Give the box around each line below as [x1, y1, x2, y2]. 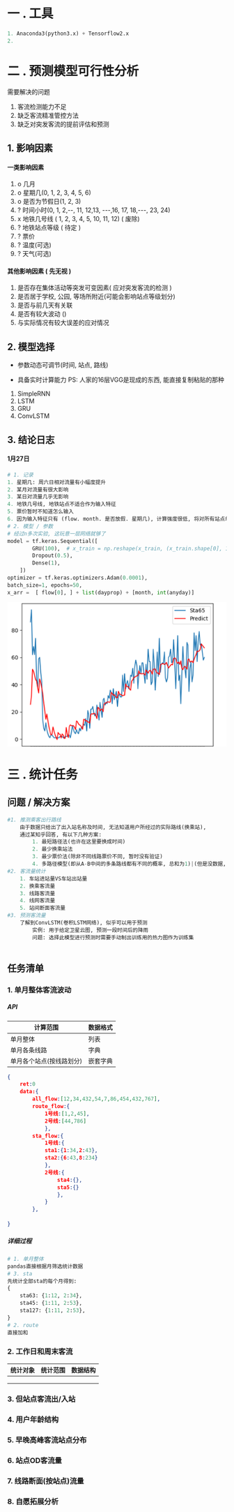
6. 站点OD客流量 [7, 1455, 63, 1465]
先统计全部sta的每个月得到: [7, 1278, 77, 1285]
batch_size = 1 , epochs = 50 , [7, 581, 82, 589]
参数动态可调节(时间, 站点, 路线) [17, 361, 109, 369]
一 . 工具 [7, 6, 54, 22]
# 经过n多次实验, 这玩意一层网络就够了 [7, 530, 107, 537]
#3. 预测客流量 [7, 912, 47, 919]
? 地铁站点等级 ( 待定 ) [17, 223, 81, 232]
